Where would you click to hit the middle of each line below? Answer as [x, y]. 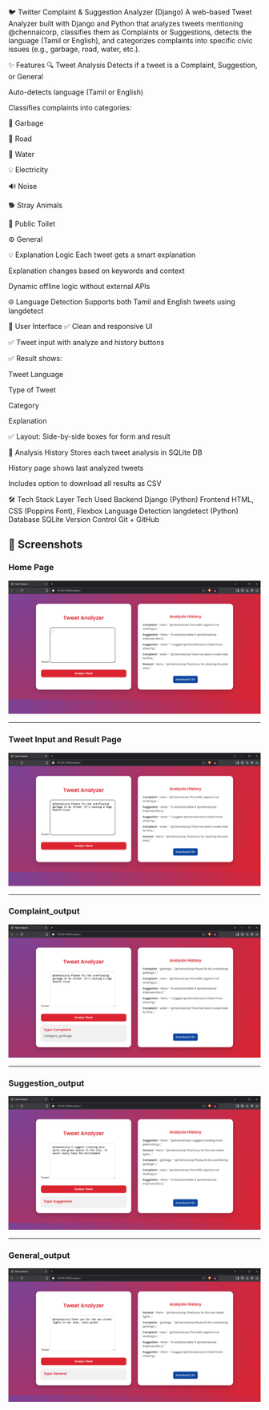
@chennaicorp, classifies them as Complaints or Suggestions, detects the [130, 32]
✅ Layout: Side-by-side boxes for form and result [89, 436]
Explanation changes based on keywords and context [97, 271]
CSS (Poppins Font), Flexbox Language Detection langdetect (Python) [123, 511]
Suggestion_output [46, 1083]
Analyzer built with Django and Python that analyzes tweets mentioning [126, 24]
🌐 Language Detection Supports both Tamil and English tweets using [122, 302]
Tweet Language [36, 374]
